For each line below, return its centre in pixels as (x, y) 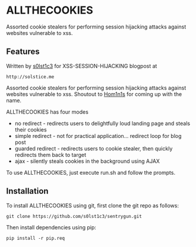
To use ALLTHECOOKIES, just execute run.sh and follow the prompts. (91, 172)
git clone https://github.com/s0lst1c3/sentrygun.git (74, 216)
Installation (27, 191)
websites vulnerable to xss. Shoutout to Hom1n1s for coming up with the (94, 94)
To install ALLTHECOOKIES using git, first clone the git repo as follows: (93, 206)
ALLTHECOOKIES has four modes (48, 112)
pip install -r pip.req (36, 238)
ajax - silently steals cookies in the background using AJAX (87, 161)
